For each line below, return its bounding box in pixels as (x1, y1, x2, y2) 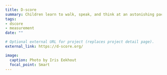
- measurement (5, 26, 35, 31)
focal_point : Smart (9, 62, 50, 67)
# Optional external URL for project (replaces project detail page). (5, 39, 155, 45)
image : (5, 53, 19, 58)
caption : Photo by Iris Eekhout (9, 58, 77, 63)
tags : (5, 16, 16, 21)
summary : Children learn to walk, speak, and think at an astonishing (5, 12, 155, 17)
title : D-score (5, 7, 37, 12)
